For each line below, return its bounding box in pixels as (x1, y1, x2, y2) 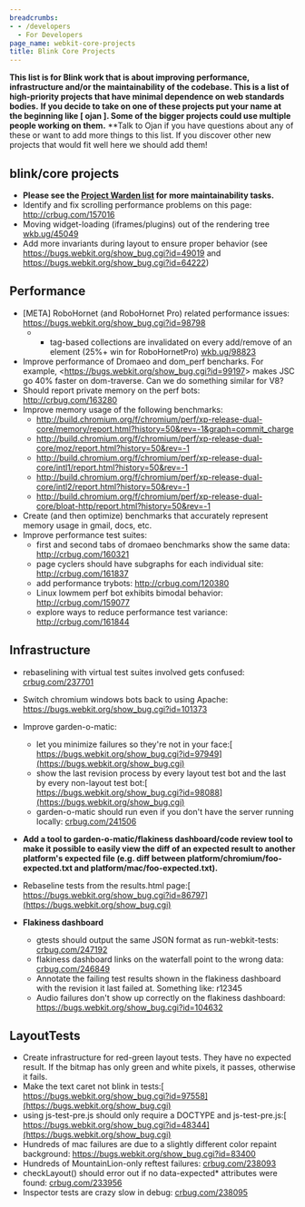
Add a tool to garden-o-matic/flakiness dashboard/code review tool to (22, 833, 293, 844)
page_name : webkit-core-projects (9, 38, 136, 48)
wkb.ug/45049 (22, 228, 79, 239)
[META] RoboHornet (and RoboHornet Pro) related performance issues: (22, 308, 290, 319)
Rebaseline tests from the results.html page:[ (22, 879, 191, 890)
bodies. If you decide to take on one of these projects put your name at (9, 101, 281, 112)
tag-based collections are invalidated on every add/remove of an (49, 337, 292, 348)
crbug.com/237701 (22, 676, 94, 687)
